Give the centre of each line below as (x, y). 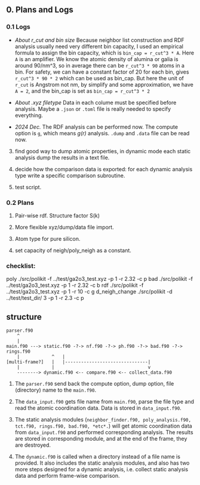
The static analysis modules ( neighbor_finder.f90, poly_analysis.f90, (103, 420)
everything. (29, 115)
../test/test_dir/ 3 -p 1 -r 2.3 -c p (45, 298)
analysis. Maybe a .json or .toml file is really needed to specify (93, 109)
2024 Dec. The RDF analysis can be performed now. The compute (96, 127)
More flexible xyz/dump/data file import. (64, 227)
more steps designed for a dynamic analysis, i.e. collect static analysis (101, 469)
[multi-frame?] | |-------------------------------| (79, 362)
